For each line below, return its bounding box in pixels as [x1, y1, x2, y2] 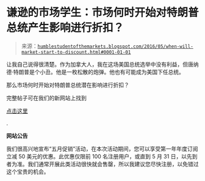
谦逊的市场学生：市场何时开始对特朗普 [6, 6, 200, 20]
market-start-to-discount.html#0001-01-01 [21, 49, 131, 55]
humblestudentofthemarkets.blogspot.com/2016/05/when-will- [37, 43, 193, 50]
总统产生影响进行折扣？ [6, 21, 124, 35]
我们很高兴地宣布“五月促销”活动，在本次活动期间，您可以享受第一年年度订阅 [6, 145, 198, 152]
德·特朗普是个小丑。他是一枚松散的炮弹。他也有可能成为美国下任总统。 [6, 68, 185, 75]
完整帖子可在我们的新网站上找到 [6, 94, 87, 102]
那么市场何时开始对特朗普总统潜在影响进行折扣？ [6, 81, 129, 89]
